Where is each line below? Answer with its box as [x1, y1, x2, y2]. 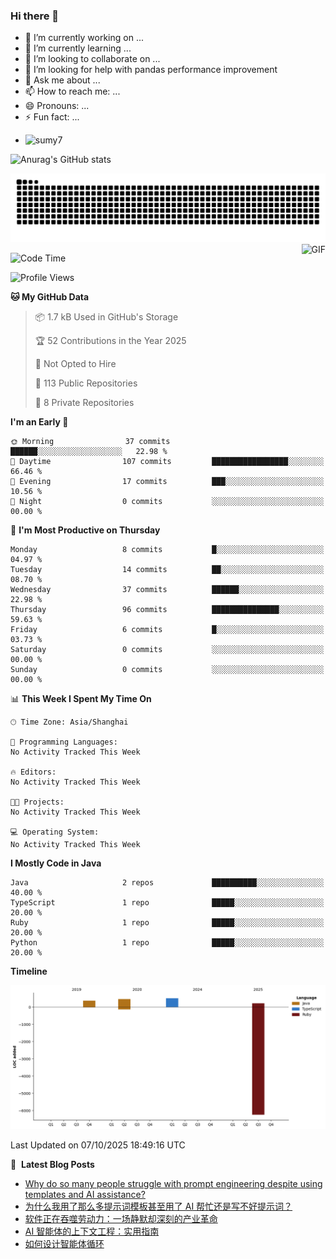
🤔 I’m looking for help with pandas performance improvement [24, 64, 278, 76]
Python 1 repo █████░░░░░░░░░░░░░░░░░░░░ [10, 938, 325, 948]
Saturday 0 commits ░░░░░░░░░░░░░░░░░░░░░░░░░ [10, 645, 325, 655]
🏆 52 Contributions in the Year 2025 [34, 335, 187, 347]
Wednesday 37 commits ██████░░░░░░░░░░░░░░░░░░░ [10, 585, 325, 595]
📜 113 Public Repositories [34, 377, 138, 389]
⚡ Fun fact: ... [24, 111, 80, 123]
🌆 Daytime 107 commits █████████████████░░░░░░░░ [10, 457, 325, 467]
